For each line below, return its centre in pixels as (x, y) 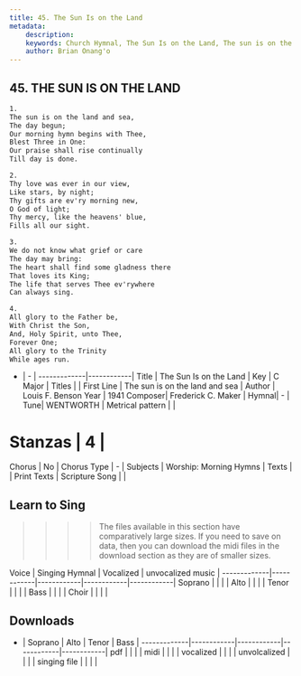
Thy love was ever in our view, (70, 183)
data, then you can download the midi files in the (189, 546)
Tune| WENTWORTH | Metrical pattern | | (99, 405)
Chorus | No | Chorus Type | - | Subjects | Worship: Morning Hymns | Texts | (151, 467)
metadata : (28, 26)
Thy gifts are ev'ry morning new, (74, 201)
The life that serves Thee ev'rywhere (82, 284)
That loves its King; (50, 276)
